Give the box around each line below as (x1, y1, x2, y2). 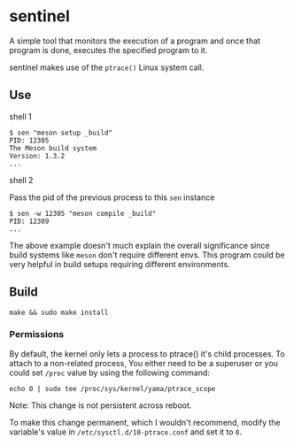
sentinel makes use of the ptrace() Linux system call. (9, 62, 205, 73)
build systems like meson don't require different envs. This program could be (9, 250, 285, 260)
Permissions (9, 328, 65, 341)
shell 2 (9, 174, 34, 185)
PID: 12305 (9, 135, 50, 145)
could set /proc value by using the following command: (9, 367, 211, 378)
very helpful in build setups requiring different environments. (9, 258, 230, 269)
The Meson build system (9, 143, 97, 152)
